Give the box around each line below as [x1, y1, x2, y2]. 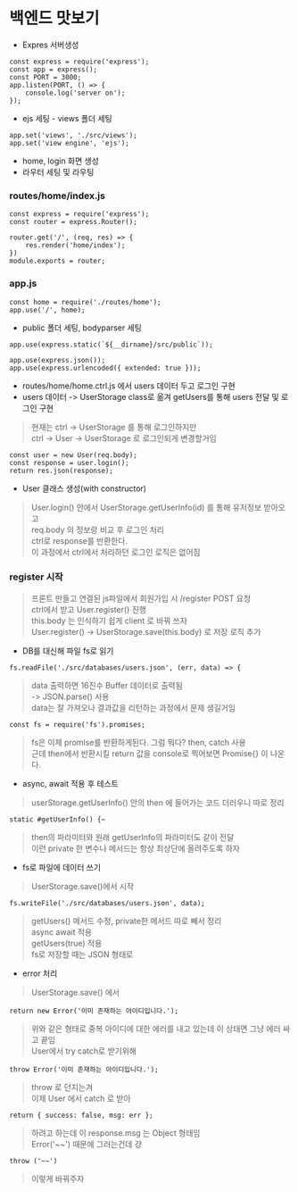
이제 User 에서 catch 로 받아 [30, 1093, 131, 1104]
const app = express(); [9, 64, 98, 74]
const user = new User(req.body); [9, 450, 138, 460]
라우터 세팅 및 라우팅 [21, 166, 95, 177]
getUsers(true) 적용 [30, 938, 103, 948]
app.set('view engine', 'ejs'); [9, 138, 129, 147]
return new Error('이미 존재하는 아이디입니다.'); [9, 1006, 179, 1015]
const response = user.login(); [9, 458, 129, 467]
